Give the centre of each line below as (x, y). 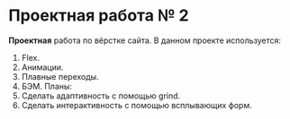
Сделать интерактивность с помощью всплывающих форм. (137, 105)
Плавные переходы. (60, 76)
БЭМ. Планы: (47, 86)
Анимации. (42, 67)
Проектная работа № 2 (99, 16)
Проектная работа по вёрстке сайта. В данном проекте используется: (145, 40)
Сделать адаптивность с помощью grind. (101, 96)
